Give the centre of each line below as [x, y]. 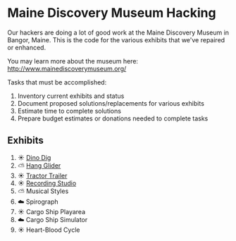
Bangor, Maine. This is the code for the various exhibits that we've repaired [116, 39]
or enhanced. [27, 47]
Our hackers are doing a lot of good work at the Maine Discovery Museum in [118, 32]
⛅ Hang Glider [39, 165]
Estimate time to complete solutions [69, 111]
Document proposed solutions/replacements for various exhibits [111, 103]
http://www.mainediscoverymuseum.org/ [67, 68]
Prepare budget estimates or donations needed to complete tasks [113, 118]
